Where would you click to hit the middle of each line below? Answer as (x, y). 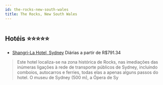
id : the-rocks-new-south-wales (37, 9)
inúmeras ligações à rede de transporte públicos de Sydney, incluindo (87, 67)
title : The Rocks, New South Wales (41, 14)
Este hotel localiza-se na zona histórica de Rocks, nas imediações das (88, 62)
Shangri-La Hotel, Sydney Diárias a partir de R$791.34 (66, 53)
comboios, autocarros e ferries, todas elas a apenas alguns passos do (88, 72)
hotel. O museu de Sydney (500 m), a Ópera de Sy (68, 78)
